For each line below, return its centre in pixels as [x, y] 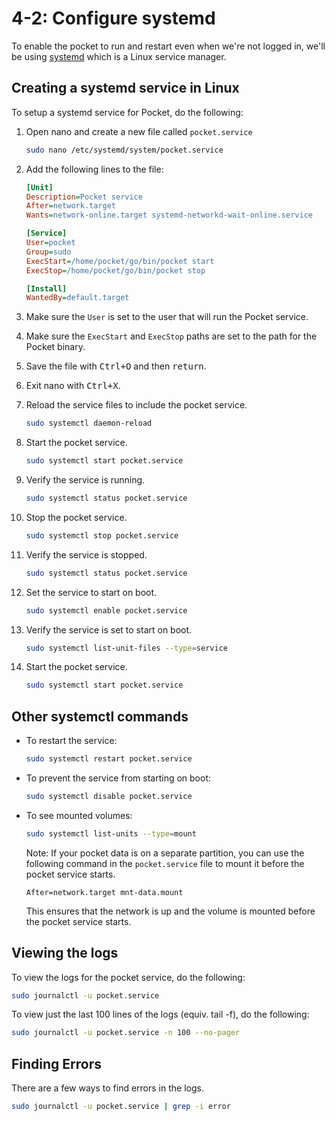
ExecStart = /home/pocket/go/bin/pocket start [120, 261]
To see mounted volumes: [79, 815]
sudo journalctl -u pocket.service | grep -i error [121, 1107]
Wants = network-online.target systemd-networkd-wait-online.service [169, 215]
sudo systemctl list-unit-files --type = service [126, 648]
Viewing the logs [65, 953]
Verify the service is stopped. [86, 554]
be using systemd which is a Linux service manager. [119, 56]
